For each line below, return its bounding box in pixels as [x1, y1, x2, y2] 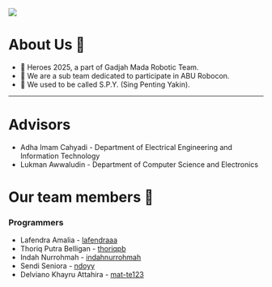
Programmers [8, 216, 64, 228]
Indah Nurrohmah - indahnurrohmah [19, 252, 142, 263]
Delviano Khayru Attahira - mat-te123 [19, 270, 144, 280]
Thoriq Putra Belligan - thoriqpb [19, 244, 126, 254]
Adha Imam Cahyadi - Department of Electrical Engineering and [19, 142, 233, 152]
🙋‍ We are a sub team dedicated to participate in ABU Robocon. [19, 71, 230, 80]
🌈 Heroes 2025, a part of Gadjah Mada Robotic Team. [19, 62, 199, 72]
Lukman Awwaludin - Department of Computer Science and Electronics [19, 159, 259, 169]
